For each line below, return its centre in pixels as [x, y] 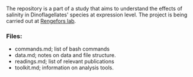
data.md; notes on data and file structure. [65, 55]
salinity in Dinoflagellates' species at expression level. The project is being [97, 15]
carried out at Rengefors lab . [41, 21]
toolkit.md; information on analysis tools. [64, 68]
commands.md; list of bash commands [62, 49]
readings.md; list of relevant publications [64, 62]
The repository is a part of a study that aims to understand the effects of [94, 9]
